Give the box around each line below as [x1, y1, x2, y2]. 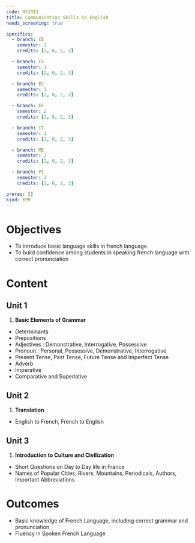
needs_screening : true [6, 20, 63, 26]
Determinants [14, 328, 49, 335]
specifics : [6, 31, 34, 37]
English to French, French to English [14, 418, 104, 425]
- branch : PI [11, 169, 44, 175]
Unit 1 [6, 300, 28, 310]
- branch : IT [11, 125, 44, 131]
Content [6, 277, 48, 290]
